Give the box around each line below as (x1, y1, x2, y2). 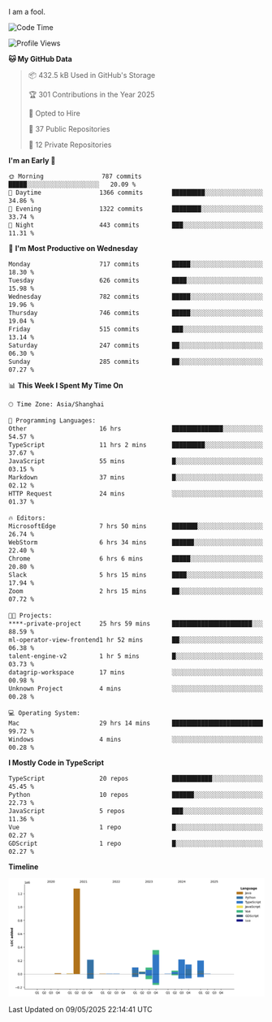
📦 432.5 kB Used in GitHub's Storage (28, 71, 156, 80)
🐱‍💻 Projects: (8, 612, 53, 620)
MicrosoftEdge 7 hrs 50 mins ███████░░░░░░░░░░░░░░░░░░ (8, 522, 264, 530)
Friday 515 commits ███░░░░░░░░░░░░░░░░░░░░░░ (8, 325, 264, 333)
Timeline (8, 862, 39, 872)
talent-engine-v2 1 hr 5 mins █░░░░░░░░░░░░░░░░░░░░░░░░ (8, 652, 264, 660)
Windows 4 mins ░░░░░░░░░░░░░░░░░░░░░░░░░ (8, 735, 264, 743)
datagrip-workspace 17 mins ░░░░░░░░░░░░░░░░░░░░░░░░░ (8, 669, 264, 677)
